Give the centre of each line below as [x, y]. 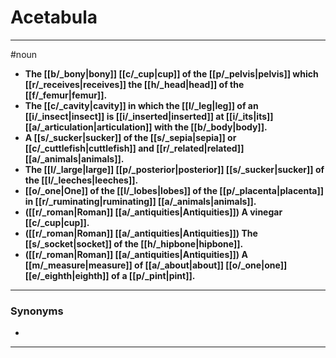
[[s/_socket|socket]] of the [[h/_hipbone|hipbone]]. [134, 243]
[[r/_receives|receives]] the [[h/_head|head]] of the [134, 84]
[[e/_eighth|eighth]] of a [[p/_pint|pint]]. [110, 275]
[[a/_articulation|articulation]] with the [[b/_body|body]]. [146, 127]
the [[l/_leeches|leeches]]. [81, 180]
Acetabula [54, 17]
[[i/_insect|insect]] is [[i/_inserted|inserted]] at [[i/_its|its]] [149, 116]
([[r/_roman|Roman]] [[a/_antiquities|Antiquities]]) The [141, 233]
